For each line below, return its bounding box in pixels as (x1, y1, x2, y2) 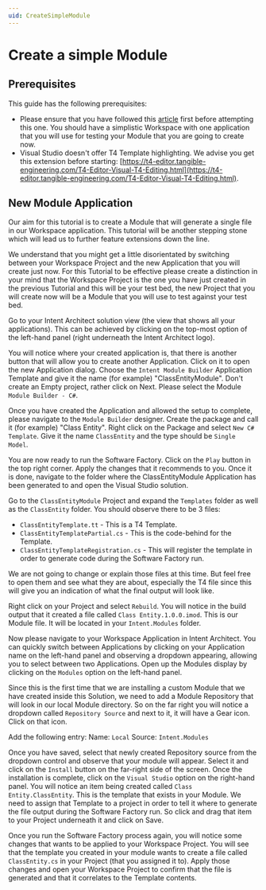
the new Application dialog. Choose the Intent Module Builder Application (8, 365, 253, 375)
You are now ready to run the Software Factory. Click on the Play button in (8, 455, 252, 465)
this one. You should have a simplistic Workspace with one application (19, 123, 250, 132)
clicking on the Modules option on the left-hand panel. (8, 668, 183, 677)
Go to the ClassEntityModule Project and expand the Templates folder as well (8, 496, 259, 506)
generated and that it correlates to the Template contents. (8, 873, 197, 883)
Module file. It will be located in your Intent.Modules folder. (8, 619, 202, 628)
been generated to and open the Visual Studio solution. (8, 481, 189, 490)
